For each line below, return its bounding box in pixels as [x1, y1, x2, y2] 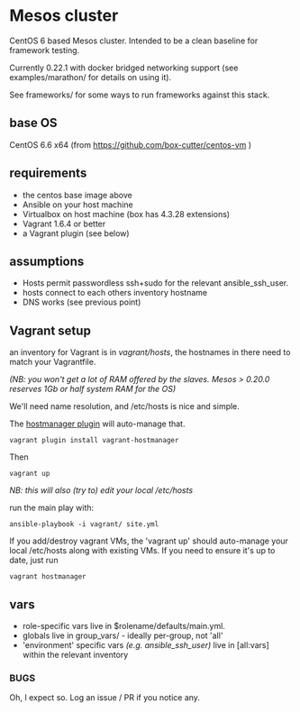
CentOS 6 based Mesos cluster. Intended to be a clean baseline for [9, 35, 259, 46]
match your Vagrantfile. [9, 357, 96, 368]
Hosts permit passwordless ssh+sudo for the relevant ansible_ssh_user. [22, 278, 289, 288]
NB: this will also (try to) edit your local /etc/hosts [9, 485, 194, 496]
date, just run [9, 555, 59, 566]
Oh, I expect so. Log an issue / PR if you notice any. [9, 692, 201, 703]
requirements [9, 166, 87, 181]
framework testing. [9, 44, 80, 55]
